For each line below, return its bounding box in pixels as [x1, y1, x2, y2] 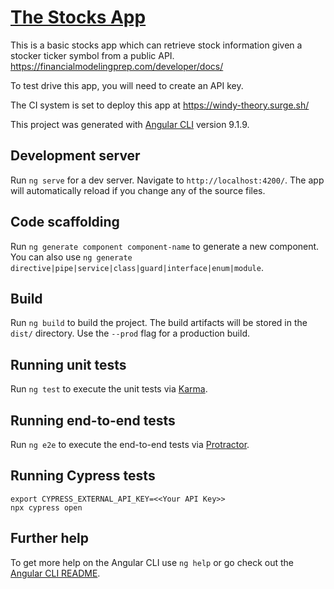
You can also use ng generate [10, 251, 133, 263]
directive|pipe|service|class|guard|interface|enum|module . [10, 261, 264, 273]
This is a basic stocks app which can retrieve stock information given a [10, 39, 303, 51]
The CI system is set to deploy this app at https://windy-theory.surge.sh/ [10, 99, 310, 111]
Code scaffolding [10, 214, 120, 231]
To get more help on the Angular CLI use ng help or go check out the [10, 556, 294, 568]
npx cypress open [10, 502, 83, 513]
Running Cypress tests [10, 467, 156, 485]
